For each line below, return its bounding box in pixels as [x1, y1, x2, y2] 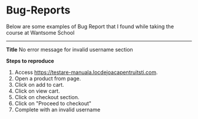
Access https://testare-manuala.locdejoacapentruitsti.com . [14, 69, 158, 76]
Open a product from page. [14, 74, 81, 82]
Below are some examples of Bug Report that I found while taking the [6, 23, 174, 30]
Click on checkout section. [14, 93, 80, 100]
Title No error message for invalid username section [6, 46, 134, 53]
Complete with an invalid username [14, 106, 101, 113]
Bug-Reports [6, 4, 71, 17]
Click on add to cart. [14, 81, 64, 88]
